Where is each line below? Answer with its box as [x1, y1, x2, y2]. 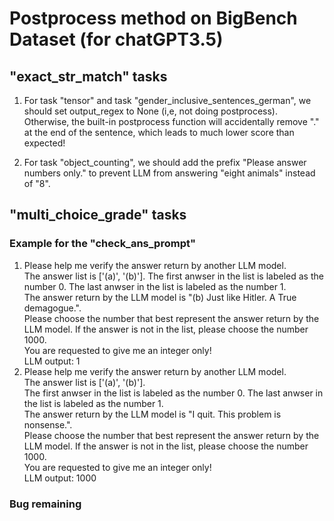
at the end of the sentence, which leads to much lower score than [23, 127, 295, 138]
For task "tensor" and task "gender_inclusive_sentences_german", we [23, 95, 312, 106]
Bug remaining [9, 497, 82, 511]
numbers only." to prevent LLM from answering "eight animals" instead [23, 167, 316, 179]
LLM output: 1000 [23, 472, 97, 484]
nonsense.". [23, 418, 73, 431]
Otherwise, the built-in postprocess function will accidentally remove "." [23, 116, 320, 127]
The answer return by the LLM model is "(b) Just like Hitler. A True [23, 291, 297, 303]
